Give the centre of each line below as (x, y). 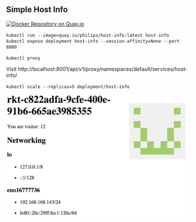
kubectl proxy (23, 58)
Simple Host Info (37, 10)
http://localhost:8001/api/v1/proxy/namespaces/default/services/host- (103, 69)
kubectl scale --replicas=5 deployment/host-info (68, 87)
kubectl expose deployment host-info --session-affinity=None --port (93, 41)
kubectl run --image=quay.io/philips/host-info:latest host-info (87, 35)
